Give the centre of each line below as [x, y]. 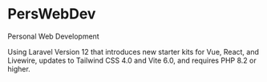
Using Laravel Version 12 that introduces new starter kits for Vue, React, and [133, 51]
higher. [19, 68]
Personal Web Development [53, 36]
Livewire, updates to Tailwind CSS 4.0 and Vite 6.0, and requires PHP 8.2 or [132, 60]
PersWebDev [52, 14]
